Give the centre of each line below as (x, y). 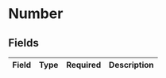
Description (131, 65)
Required (84, 65)
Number (36, 14)
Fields (24, 43)
